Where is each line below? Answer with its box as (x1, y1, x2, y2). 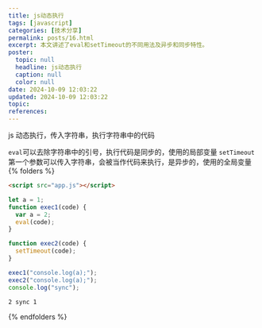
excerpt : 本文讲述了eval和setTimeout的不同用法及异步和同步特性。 (8, 41, 209, 49)
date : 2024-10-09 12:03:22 (8, 85, 98, 94)
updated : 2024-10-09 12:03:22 (8, 93, 109, 101)
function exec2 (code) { (8, 240, 87, 248)
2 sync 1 (8, 298, 37, 306)
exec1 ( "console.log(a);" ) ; (8, 268, 98, 276)
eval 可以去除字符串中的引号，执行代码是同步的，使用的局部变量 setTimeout (8, 148, 256, 156)
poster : (8, 48, 34, 56)
